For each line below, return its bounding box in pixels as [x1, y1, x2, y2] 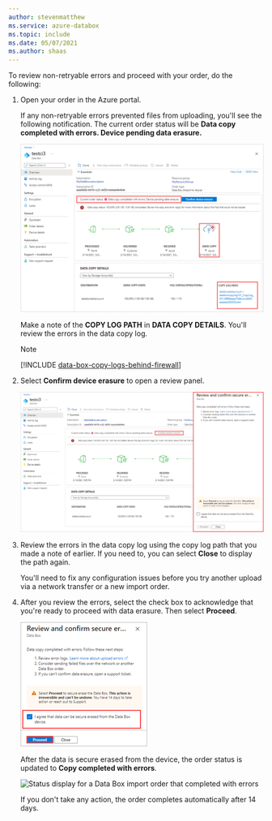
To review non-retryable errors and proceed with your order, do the [8, 71, 233, 80]
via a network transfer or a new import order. [19, 582, 170, 591]
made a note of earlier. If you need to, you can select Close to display [19, 548, 253, 559]
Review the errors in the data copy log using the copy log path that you [19, 540, 257, 550]
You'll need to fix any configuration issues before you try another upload [19, 573, 262, 583]
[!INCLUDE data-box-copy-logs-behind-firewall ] [19, 360, 182, 370]
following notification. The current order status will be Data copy [19, 119, 236, 129]
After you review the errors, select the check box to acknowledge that [19, 597, 253, 608]
